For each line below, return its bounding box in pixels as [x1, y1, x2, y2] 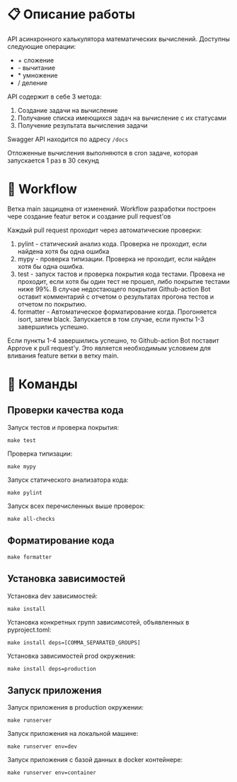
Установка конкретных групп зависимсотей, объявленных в [7, 617, 190, 626]
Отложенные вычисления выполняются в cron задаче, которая [7, 148, 198, 157]
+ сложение [17, 55, 54, 65]
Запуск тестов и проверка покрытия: [7, 423, 119, 431]
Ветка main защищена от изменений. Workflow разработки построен [7, 204, 216, 213]
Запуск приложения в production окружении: [7, 703, 144, 712]
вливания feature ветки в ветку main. [7, 351, 119, 360]
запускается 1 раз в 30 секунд [7, 156, 99, 165]
